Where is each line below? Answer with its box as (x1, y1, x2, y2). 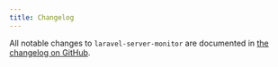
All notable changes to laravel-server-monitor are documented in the (9, 38, 270, 48)
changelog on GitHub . (9, 46, 91, 58)
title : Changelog (9, 13, 75, 22)
